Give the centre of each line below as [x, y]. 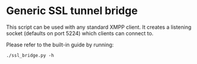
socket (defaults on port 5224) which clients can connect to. [80, 33]
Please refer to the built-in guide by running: [60, 45]
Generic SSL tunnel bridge [72, 11]
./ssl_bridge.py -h [30, 55]
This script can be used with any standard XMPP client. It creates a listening [99, 27]
